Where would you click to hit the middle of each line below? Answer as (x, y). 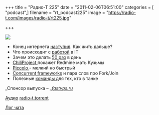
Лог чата (15, 107)
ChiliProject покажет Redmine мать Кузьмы (58, 62)
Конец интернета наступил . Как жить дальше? (62, 46)
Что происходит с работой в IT (45, 52)
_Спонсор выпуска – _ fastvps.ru (39, 88)
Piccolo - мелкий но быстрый (44, 68)
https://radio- (122, 12)
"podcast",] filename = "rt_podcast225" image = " (57, 12)
